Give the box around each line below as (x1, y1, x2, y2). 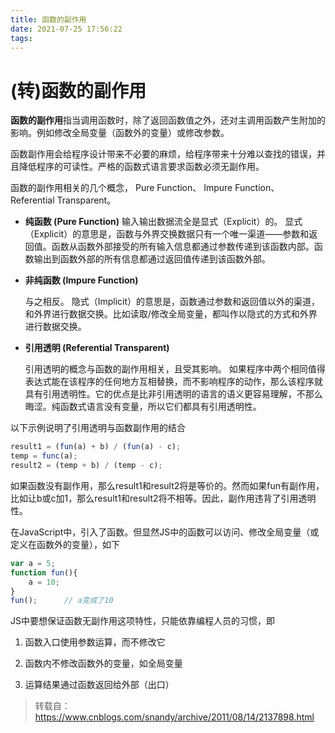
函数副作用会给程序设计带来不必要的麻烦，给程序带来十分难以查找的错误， (10, 148, 317, 160)
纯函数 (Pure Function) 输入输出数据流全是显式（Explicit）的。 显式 (24, 216, 303, 228)
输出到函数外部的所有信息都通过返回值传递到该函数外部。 (33, 253, 271, 265)
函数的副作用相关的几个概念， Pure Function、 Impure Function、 (10, 182, 280, 194)
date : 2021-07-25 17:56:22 (10, 24, 123, 34)
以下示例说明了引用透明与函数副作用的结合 (10, 422, 186, 434)
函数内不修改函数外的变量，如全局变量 (24, 657, 183, 670)
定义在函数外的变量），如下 (10, 538, 120, 550)
